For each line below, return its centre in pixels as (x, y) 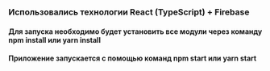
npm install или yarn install (54, 40)
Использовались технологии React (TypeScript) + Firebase (129, 12)
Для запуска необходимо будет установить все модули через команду (135, 31)
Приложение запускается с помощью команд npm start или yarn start (133, 58)
